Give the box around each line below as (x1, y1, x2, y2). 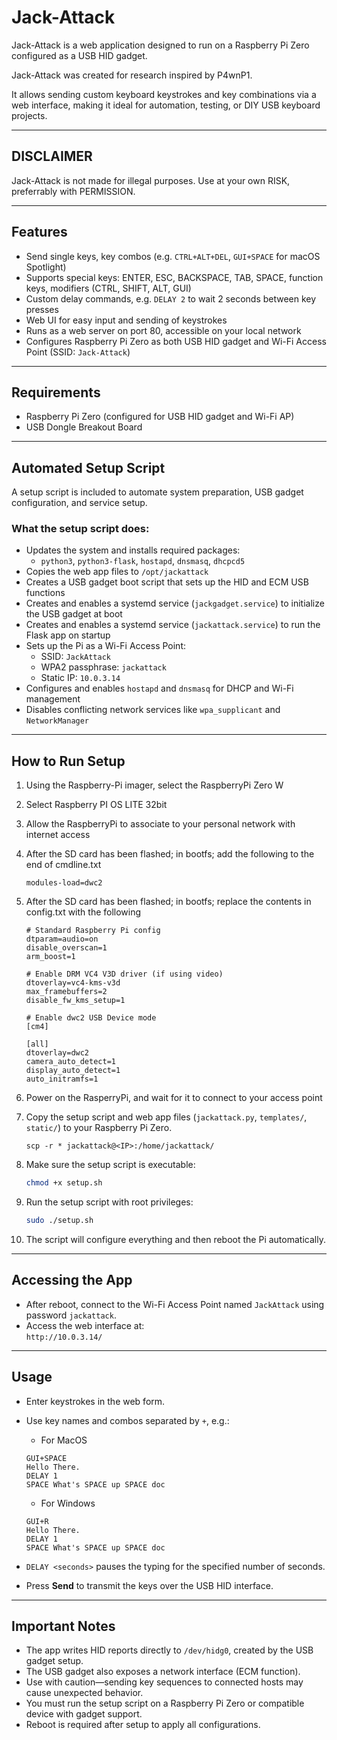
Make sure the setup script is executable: (25, 1159, 196, 1171)
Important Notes (11, 1618, 116, 1635)
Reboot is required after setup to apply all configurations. (25, 1719, 261, 1731)
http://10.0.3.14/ (25, 1332, 103, 1342)
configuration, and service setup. (11, 497, 148, 509)
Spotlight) (25, 261, 67, 273)
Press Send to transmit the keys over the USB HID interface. (25, 1579, 274, 1591)
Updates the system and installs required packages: (25, 544, 241, 556)
